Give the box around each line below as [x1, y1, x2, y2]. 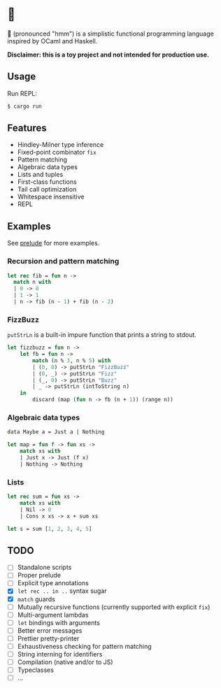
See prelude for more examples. [7, 239, 100, 248]
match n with [13, 279, 52, 286]
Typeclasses [17, 666, 55, 674]
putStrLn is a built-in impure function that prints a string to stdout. [7, 331, 197, 339]
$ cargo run [7, 103, 42, 110]
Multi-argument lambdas [17, 610, 89, 619]
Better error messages [17, 626, 83, 635]
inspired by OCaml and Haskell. [7, 36, 98, 45]
